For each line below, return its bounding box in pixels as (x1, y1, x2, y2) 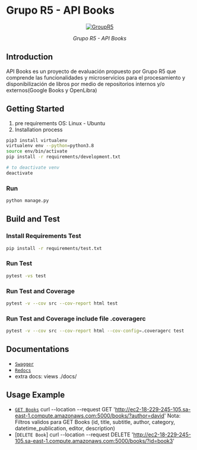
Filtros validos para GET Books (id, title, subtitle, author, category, (14, 418, 176, 425)
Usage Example (6, 390, 65, 400)
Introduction (6, 52, 53, 62)
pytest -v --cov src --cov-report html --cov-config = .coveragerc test (6, 328, 185, 334)
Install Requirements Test (6, 232, 81, 240)
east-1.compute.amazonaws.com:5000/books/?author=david (14, 412, 165, 419)
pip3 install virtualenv (6, 137, 68, 143)
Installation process (14, 126, 63, 133)
